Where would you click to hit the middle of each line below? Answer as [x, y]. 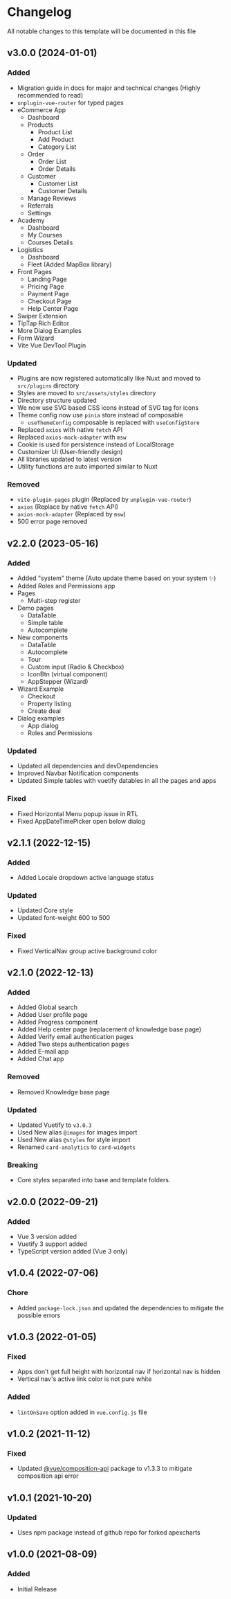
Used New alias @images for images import [77, 1132]
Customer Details [63, 190]
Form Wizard [35, 338]
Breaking [22, 1165]
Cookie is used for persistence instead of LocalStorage [95, 444]
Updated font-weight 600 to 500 [64, 918]
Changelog [39, 12]
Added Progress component [57, 1022]
